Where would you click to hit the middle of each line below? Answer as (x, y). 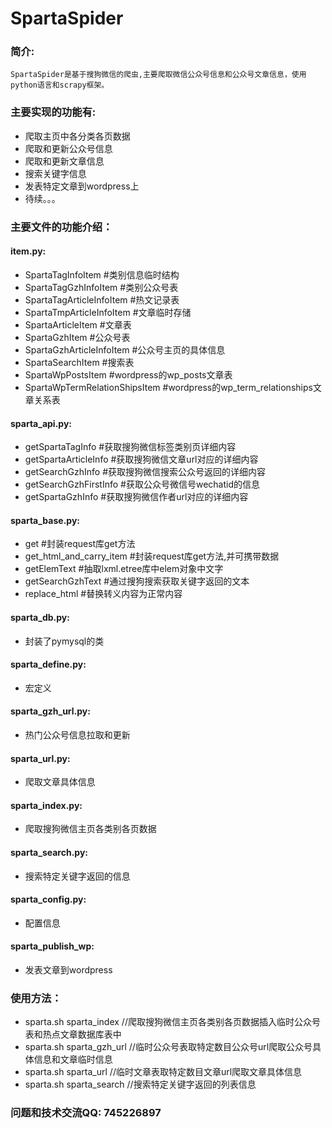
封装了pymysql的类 (64, 641)
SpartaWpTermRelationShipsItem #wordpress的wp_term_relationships (168, 387)
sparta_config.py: (48, 899)
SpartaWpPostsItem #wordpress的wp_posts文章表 (128, 374)
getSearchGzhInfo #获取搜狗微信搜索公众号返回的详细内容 (145, 472)
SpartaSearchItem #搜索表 (79, 362)
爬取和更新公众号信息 (68, 148)
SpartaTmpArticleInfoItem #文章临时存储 (108, 312)
